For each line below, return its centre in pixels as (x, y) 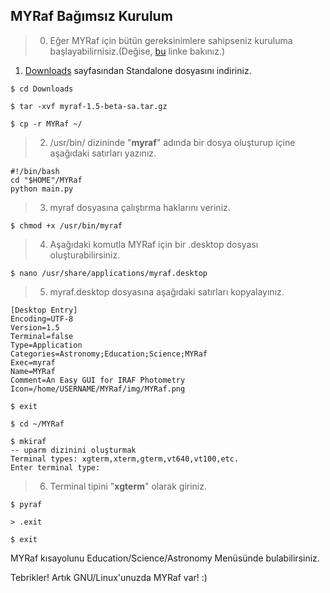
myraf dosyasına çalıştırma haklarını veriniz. (140, 207)
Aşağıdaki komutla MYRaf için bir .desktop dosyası (154, 244)
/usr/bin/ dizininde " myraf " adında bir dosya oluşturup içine (172, 142)
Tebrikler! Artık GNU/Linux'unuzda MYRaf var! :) (109, 577)
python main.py (42, 189)
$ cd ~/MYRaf (37, 424)
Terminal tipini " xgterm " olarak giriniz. (128, 486)
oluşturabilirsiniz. (85, 255)
